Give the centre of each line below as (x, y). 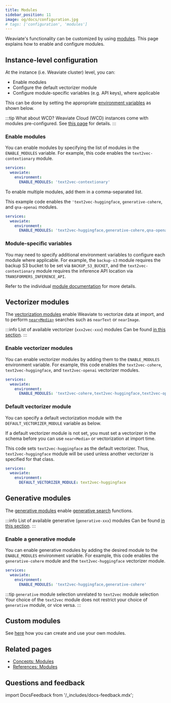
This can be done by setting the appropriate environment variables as (78, 103)
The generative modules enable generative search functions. (69, 510)
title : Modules (21, 10)
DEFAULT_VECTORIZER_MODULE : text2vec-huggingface (72, 483)
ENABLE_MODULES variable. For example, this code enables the (68, 153)
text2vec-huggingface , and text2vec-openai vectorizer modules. (73, 370)
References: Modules (35, 667)
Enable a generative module (40, 539)
